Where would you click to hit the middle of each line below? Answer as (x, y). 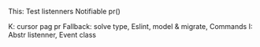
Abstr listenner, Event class (52, 35)
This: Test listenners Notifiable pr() (64, 11)
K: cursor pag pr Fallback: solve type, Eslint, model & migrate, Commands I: (130, 26)
